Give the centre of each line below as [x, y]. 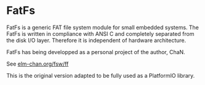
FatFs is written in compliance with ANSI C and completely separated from [100, 33]
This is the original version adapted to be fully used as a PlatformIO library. [101, 75]
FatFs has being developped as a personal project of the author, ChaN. [96, 52]
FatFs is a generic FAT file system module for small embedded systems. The [103, 27]
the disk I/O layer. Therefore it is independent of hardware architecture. [96, 40]
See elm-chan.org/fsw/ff [37, 64]
